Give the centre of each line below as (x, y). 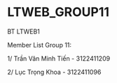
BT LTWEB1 (24, 31)
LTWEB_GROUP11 (58, 12)
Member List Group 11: (40, 45)
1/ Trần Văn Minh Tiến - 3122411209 (59, 58)
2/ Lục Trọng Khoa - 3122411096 (54, 72)
